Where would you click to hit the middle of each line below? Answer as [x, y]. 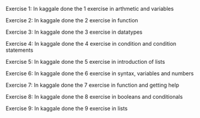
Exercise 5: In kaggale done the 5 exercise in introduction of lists [86, 62]
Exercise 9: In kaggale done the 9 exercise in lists [67, 108]
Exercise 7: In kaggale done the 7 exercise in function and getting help [92, 85]
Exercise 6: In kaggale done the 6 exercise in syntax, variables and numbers [100, 73]
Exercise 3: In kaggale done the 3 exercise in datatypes [74, 32]
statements [20, 50]
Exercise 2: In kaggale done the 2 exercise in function [72, 20]
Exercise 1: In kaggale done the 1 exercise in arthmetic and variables [90, 9]
